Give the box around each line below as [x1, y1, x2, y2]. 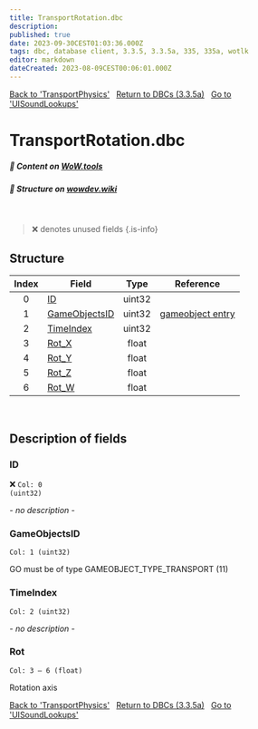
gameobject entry [159, 307, 235, 320]
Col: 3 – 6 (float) [9, 666, 83, 676]
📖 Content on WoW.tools [9, 160, 103, 171]
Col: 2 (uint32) [9, 607, 71, 617]
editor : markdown [9, 55, 75, 64]
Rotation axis [9, 682, 58, 693]
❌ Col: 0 [9, 478, 43, 490]
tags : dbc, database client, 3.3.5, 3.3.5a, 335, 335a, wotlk [9, 47, 249, 56]
